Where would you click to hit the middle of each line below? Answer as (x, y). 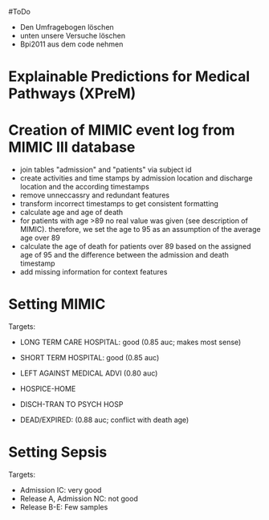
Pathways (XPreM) (72, 93)
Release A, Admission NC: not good (79, 498)
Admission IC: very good (61, 490)
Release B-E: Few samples (64, 507)
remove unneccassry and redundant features (95, 195)
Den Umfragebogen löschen (67, 27)
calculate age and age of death (71, 213)
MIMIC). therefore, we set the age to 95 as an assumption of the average (140, 230)
